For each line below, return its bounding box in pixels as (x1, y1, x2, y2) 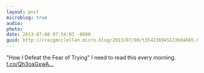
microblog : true (6, 15, 47, 21)
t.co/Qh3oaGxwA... (6, 60, 54, 68)
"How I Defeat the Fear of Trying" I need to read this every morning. (6, 54, 176, 61)
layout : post (6, 9, 39, 15)
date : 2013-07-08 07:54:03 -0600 (6, 32, 91, 38)
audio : (6, 20, 23, 26)
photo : (6, 26, 23, 32)
